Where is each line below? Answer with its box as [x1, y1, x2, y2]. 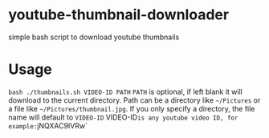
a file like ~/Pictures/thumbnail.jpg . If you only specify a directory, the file [8, 103, 255, 113]
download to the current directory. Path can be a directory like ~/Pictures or [8, 95, 261, 105]
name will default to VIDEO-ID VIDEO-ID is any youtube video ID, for [8, 112, 238, 122]
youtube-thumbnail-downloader [8, 6, 230, 24]
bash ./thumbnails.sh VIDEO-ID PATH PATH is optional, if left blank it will [8, 87, 243, 96]
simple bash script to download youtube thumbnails [8, 32, 180, 42]
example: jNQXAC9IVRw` [8, 120, 88, 130]
